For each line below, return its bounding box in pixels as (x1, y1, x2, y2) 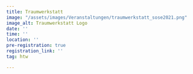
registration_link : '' (6, 48, 63, 54)
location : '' (6, 37, 39, 43)
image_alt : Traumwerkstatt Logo (6, 20, 87, 26)
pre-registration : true (6, 43, 66, 49)
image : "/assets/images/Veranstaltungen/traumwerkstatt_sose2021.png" (6, 14, 188, 20)
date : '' (6, 25, 28, 32)
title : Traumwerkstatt (6, 8, 63, 15)
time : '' (6, 31, 28, 37)
